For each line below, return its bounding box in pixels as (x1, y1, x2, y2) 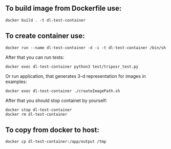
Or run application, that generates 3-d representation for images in (5, 73, 146, 79)
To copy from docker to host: (5, 125, 100, 135)
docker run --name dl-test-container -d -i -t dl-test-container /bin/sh (5, 45, 166, 50)
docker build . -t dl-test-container (5, 17, 86, 23)
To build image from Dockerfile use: (5, 4, 122, 13)
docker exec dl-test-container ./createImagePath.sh (5, 88, 120, 94)
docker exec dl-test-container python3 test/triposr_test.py (5, 64, 139, 69)
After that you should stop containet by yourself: (5, 97, 108, 103)
